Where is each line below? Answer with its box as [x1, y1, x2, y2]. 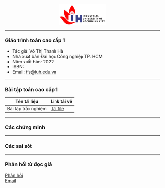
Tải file [51, 106, 64, 112]
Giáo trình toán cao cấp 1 [5, 37, 65, 44]
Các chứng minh [5, 124, 45, 131]
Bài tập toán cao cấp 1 [5, 86, 58, 93]
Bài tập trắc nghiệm [7, 106, 47, 112]
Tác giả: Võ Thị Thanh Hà [12, 48, 64, 54]
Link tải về [51, 98, 73, 105]
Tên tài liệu [15, 98, 39, 105]
